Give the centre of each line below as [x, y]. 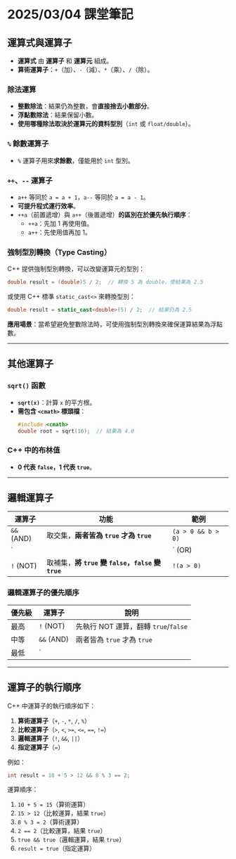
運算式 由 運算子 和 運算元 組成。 [65, 61]
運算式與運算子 [40, 43]
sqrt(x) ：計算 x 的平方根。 [57, 402]
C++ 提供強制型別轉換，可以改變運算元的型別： [76, 269]
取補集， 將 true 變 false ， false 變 [104, 563]
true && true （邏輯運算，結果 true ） [71, 840]
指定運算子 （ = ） [41, 747]
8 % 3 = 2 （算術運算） [50, 822]
